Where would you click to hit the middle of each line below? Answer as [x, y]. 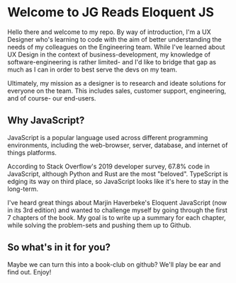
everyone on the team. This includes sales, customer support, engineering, [117, 91]
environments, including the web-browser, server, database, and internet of [118, 145]
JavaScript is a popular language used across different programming [108, 137]
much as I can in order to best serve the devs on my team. [92, 69]
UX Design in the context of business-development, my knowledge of [109, 54]
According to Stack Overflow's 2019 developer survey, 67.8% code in [109, 166]
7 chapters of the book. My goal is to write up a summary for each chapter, [117, 217]
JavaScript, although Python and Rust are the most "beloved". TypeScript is [118, 173]
